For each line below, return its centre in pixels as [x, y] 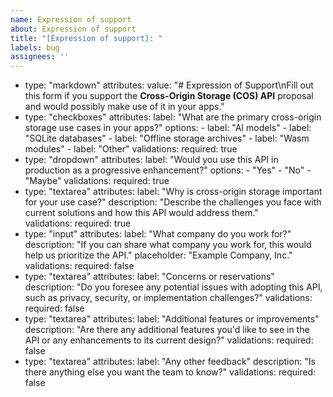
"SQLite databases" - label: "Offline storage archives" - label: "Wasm [167, 138]
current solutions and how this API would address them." [141, 213]
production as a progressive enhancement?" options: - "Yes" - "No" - [168, 170]
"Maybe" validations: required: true [97, 181]
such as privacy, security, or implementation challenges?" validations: [168, 298]
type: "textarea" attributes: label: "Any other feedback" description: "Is [170, 362]
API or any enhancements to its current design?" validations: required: [169, 340]
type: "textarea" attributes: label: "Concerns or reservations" [149, 277]
